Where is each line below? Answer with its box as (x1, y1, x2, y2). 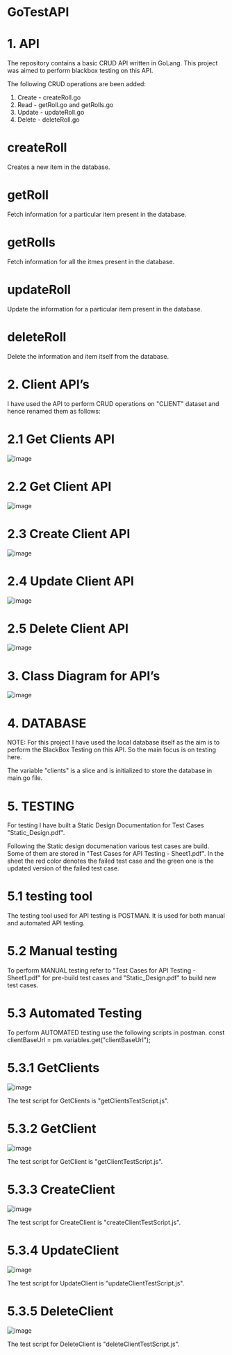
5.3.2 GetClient (7, 1121, 97, 1137)
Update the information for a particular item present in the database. (7, 305, 203, 313)
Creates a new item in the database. (7, 163, 110, 171)
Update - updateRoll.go (17, 108, 85, 117)
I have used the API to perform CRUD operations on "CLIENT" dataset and (7, 399, 219, 407)
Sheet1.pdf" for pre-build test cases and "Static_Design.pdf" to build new (7, 974, 217, 982)
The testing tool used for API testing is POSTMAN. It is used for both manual (7, 911, 226, 920)
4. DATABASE (7, 715, 87, 731)
